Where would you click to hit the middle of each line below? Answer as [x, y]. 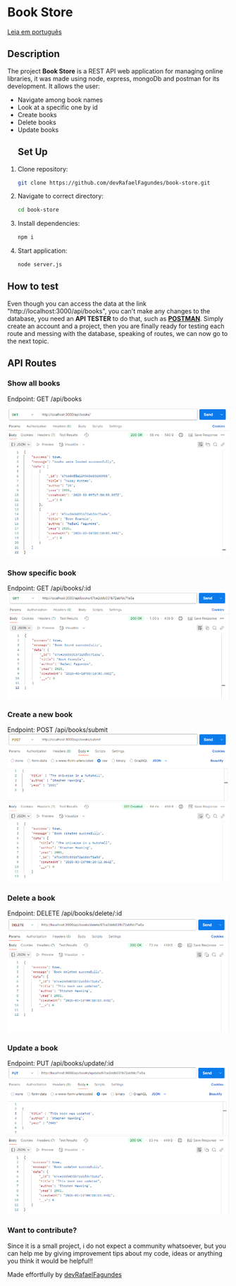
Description [33, 54]
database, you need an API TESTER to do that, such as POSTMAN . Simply [116, 318]
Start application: [42, 251]
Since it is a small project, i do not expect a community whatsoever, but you [117, 1246]
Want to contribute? [42, 1230]
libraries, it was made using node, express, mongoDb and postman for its [113, 78]
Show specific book [42, 572]
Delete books [37, 122]
